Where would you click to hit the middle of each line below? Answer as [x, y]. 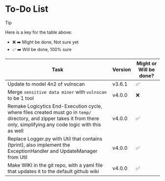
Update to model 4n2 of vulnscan [46, 84]
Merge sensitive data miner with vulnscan [57, 92]
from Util [18, 157]
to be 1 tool [21, 98]
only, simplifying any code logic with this [55, 124]
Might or [147, 63]
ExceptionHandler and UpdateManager [53, 151]
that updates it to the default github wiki [53, 171]
